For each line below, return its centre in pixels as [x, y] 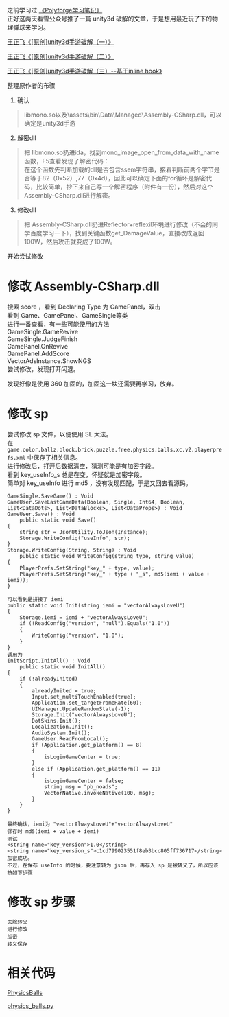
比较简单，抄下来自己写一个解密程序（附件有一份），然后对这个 [125, 187]
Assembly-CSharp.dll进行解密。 [69, 195]
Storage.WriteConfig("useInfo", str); [75, 538]
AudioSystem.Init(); [61, 733]
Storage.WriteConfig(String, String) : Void [72, 550]
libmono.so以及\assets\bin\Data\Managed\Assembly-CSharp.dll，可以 [123, 115]
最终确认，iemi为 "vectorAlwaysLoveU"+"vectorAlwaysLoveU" [90, 824]
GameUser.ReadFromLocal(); [70, 739]
